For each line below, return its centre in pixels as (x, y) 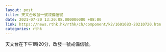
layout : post (19, 10)
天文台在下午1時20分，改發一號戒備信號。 (49, 44)
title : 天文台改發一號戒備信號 (34, 15)
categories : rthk (24, 29)
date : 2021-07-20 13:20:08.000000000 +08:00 (53, 19)
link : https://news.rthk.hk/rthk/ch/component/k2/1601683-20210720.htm (83, 24)
